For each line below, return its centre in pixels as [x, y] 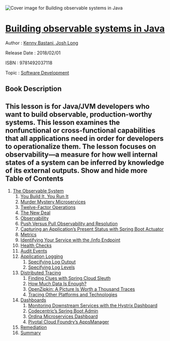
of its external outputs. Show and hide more [76, 170]
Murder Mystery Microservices [53, 202]
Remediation [34, 327]
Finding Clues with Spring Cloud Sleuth [69, 278]
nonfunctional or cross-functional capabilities [80, 130]
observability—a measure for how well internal [81, 154]
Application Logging [41, 256]
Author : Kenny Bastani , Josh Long [42, 43]
